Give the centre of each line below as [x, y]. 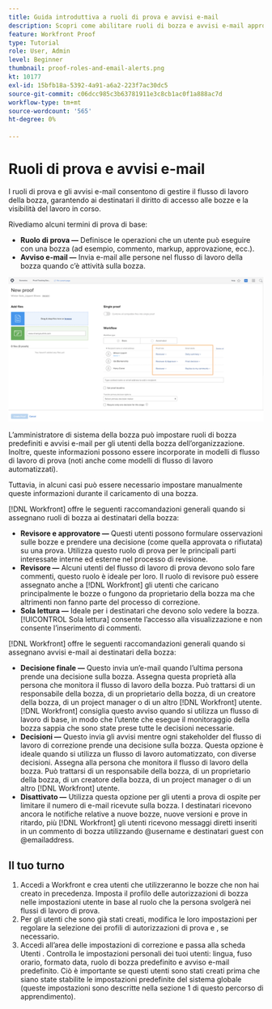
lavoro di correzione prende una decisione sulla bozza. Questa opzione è [142, 745]
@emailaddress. [47, 840]
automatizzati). [33, 469]
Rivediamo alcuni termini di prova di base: [78, 224]
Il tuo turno [36, 865]
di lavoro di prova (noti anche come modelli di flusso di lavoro [111, 460]
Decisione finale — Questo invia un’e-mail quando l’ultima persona [132, 668]
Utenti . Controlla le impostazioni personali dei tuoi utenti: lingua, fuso [136, 954]
